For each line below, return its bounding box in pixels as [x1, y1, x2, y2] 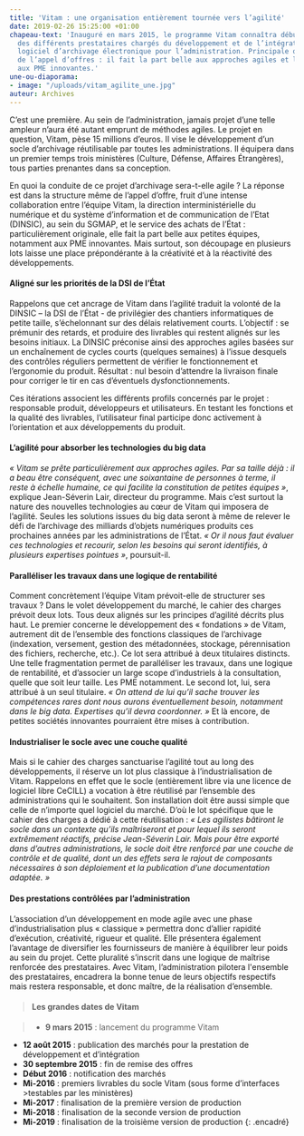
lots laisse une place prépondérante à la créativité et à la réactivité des [9, 247, 273, 259]
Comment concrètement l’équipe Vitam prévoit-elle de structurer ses [9, 591, 265, 602]
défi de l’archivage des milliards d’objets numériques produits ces [9, 520, 254, 531]
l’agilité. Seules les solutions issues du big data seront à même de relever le [9, 510, 291, 522]
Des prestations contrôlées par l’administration [9, 893, 191, 904]
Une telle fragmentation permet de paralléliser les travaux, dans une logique [9, 658, 293, 669]
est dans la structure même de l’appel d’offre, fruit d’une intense [9, 190, 248, 201]
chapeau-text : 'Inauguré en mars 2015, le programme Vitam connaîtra [9, 30, 278, 39]
